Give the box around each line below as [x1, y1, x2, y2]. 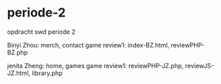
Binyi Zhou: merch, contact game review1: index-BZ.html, [7, 41, 170, 49]
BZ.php [7, 48, 28, 56]
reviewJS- [185, 61, 214, 70]
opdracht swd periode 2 [7, 28, 76, 36]
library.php [32, 69, 63, 77]
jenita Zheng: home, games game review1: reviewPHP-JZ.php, [7, 61, 184, 70]
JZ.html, [7, 69, 31, 77]
